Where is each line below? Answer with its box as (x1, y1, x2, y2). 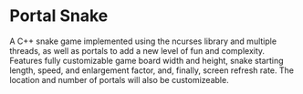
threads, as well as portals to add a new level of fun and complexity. (9, 45, 266, 56)
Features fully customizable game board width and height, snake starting (9, 55, 285, 66)
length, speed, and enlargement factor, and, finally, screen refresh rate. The (9, 65, 295, 76)
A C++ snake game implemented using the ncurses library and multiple (9, 36, 277, 47)
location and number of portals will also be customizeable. (9, 74, 230, 85)
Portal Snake (9, 5, 109, 26)
